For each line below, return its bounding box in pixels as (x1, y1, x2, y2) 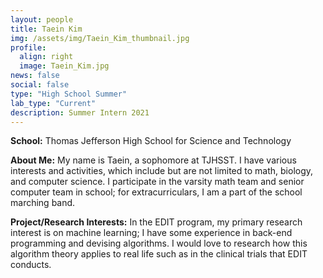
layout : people (10, 14, 74, 25)
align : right (19, 52, 74, 62)
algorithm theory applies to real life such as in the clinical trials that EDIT (10, 248, 308, 260)
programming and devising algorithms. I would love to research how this (10, 237, 308, 250)
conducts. (10, 259, 52, 271)
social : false (10, 80, 70, 90)
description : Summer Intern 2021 (10, 107, 150, 118)
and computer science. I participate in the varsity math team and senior (10, 176, 305, 188)
